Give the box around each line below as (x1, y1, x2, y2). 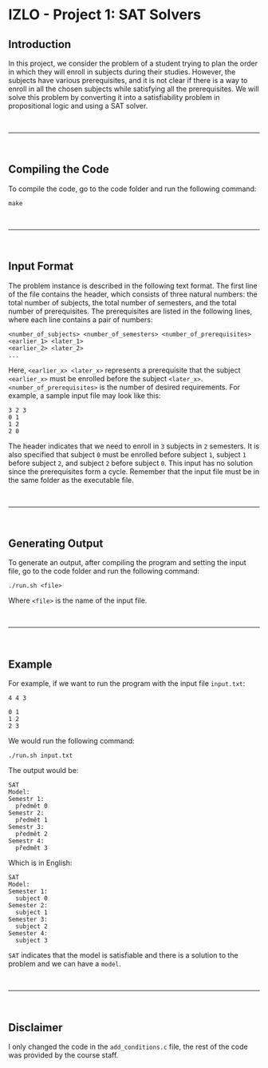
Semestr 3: (8, 823, 45, 831)
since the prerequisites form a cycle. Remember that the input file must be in (8, 466, 260, 476)
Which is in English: (8, 858, 73, 868)
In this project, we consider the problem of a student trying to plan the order (8, 58, 258, 68)
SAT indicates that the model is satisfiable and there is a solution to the (8, 950, 238, 960)
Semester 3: (8, 915, 48, 924)
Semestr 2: (8, 809, 45, 817)
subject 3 (15, 937, 48, 945)
